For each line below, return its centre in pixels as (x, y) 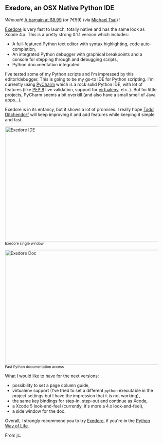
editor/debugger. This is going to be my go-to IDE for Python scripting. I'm (80, 79)
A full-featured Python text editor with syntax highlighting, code (76, 44)
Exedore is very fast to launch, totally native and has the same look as (75, 29)
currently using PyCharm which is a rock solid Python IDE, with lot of (74, 84)
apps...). (13, 100)
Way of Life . (17, 425)
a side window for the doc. (39, 411)
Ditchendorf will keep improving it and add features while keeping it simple (80, 115)
